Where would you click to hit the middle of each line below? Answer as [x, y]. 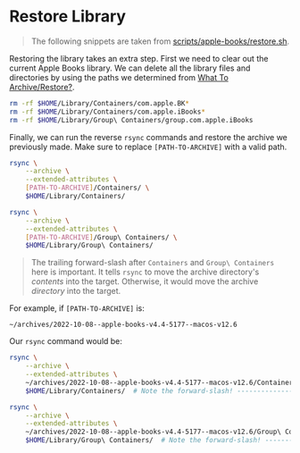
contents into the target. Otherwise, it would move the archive [145, 281]
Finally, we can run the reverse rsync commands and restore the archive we [149, 137]
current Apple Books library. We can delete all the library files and [130, 68]
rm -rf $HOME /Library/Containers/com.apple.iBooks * [107, 112]
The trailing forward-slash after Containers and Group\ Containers [153, 263]
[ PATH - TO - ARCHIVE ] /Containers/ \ [87, 188]
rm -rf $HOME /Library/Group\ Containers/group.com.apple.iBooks [131, 120]
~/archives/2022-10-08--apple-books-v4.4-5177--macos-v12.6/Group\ [153, 432]
